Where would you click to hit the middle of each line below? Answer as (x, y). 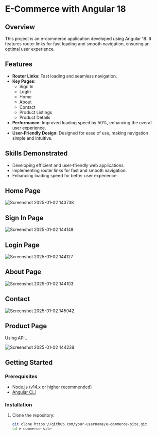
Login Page (22, 245)
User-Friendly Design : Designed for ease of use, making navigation (80, 133)
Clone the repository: (33, 416)
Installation (19, 405)
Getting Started (29, 362)
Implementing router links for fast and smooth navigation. (70, 170)
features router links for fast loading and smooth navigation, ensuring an (77, 44)
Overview (20, 27)
